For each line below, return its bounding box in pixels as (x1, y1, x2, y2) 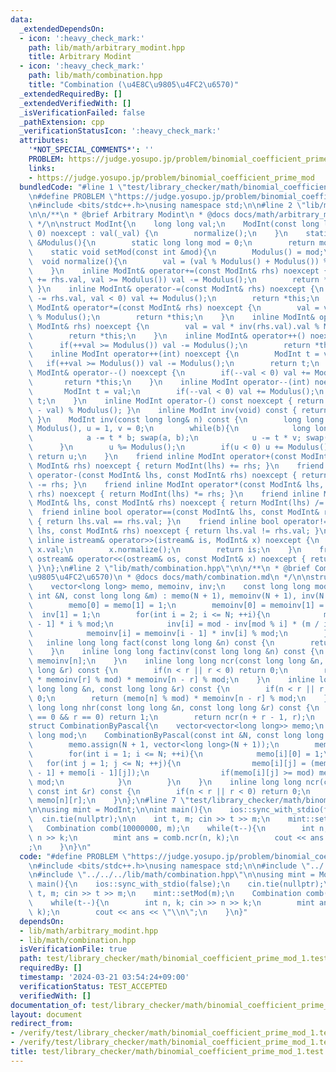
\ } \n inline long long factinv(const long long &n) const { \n (28, 647, 325, 657)
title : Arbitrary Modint (28, 52, 132, 62)
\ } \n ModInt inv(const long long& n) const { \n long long (28, 414, 325, 425)
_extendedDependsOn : (19, 24, 105, 34)
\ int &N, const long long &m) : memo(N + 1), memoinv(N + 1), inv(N (28, 591, 325, 601)
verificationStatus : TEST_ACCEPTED (19, 981, 168, 991)
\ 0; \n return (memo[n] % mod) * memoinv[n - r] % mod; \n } (28, 693, 329, 703)
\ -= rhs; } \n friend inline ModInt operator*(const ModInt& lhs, (28, 479, 325, 490)
